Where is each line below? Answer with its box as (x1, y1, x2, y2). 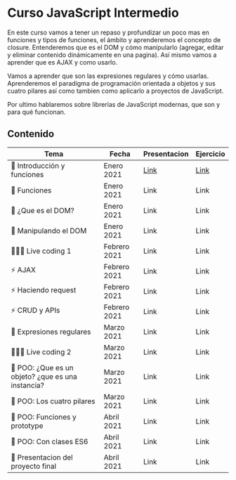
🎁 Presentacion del (11, 452, 73, 462)
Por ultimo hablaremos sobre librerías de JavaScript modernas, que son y (7, 100, 221, 108)
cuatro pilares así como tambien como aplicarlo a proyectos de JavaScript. (7, 86, 224, 95)
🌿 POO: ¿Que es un (11, 363, 74, 372)
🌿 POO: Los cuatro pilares (11, 396, 96, 406)
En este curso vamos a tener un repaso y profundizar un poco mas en (7, 28, 209, 37)
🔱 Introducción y (11, 160, 65, 170)
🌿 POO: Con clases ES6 (11, 436, 88, 446)
